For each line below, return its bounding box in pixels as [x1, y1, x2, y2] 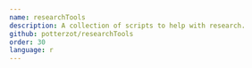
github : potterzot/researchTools [9, 29, 134, 38]
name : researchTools [9, 12, 87, 22]
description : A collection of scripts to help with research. [9, 21, 246, 30]
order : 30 [9, 37, 46, 47]
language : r [9, 46, 54, 55]
